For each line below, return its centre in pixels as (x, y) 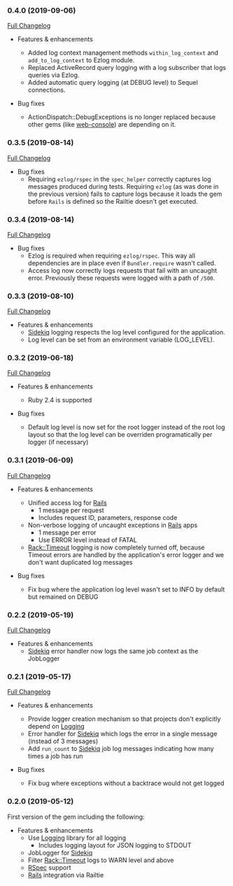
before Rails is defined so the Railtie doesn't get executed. (113, 201)
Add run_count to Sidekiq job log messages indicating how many (121, 749)
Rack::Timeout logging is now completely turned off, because (116, 547)
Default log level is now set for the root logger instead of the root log (126, 427)
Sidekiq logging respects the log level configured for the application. (126, 332)
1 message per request (71, 510)
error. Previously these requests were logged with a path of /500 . (121, 278)
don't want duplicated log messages (80, 562)
